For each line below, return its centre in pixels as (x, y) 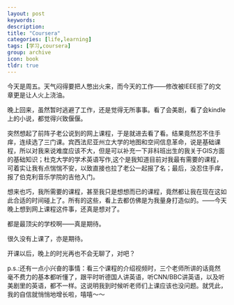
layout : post (26, 14)
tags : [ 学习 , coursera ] (39, 46)
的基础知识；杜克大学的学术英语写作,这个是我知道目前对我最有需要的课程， (115, 159)
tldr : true (23, 65)
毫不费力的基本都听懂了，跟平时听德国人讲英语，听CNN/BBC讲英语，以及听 (116, 276)
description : (26, 26)
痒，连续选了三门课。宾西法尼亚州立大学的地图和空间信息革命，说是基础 (111, 142)
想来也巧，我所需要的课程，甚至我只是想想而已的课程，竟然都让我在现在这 (114, 191)
